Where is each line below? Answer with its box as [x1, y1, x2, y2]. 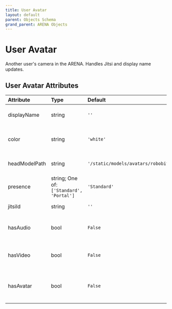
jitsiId [8, 203, 21, 210]
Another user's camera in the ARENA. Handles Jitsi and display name [5, 61, 151, 67]
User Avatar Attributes [5, 81, 79, 90]
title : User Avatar [5, 7, 47, 13]
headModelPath [8, 160, 46, 167]
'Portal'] [51, 193, 75, 198]
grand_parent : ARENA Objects [5, 22, 68, 27]
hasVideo [8, 252, 31, 259]
